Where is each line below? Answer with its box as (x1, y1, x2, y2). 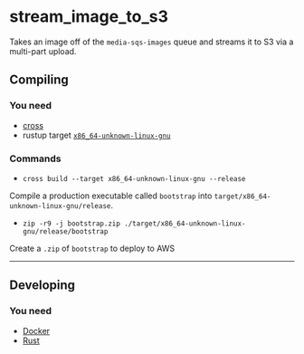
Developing (9, 278, 75, 293)
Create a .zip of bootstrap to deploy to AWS (9, 243, 176, 254)
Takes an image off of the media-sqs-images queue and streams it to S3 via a (9, 36, 294, 47)
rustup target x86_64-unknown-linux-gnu (22, 129, 171, 140)
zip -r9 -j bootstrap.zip (22, 219, 120, 228)
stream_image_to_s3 (9, 6, 169, 27)
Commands (9, 152, 62, 165)
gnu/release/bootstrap (22, 226, 109, 236)
